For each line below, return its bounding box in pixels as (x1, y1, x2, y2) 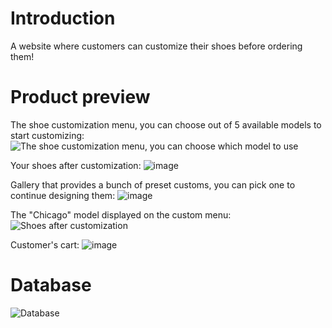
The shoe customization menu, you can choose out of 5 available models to (10, 118, 322, 131)
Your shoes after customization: (10, 159, 142, 171)
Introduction (10, 7, 116, 30)
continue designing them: (10, 189, 116, 201)
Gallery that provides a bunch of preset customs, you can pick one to (10, 178, 296, 191)
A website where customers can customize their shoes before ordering (10, 40, 303, 52)
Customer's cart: (10, 238, 80, 251)
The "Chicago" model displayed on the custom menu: (10, 208, 232, 221)
